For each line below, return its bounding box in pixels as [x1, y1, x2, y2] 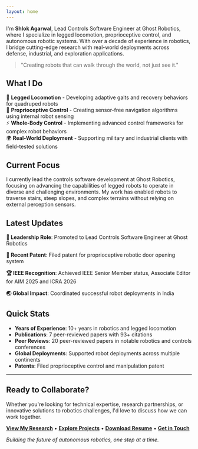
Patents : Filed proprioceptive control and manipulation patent [14, 362, 164, 369]
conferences [14, 343, 46, 350]
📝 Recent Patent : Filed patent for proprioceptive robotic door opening [6, 251, 176, 258]
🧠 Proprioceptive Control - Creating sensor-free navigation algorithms [6, 107, 178, 114]
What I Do [6, 78, 43, 89]
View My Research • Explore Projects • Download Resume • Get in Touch [6, 424, 190, 431]
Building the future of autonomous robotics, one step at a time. [6, 436, 159, 443]
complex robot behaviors [6, 128, 67, 135]
